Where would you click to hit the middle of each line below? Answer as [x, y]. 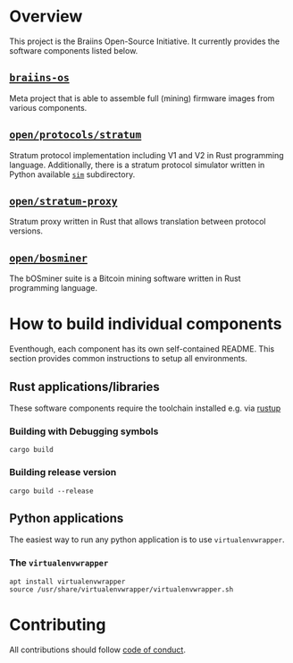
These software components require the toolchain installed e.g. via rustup [145, 408]
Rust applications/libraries [85, 387]
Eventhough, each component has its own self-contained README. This [142, 349]
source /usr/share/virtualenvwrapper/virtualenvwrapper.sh [121, 589]
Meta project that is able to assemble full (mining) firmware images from [142, 98]
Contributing [58, 625]
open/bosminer [48, 258]
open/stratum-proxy [63, 201]
